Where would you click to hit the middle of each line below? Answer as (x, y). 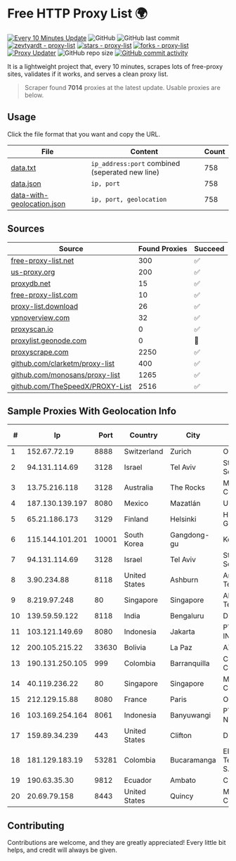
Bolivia (135, 648)
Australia (138, 487)
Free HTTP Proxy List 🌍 (78, 14)
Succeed (209, 248)
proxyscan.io (32, 329)
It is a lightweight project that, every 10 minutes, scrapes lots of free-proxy (115, 66)
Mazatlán (185, 504)
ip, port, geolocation (129, 199)
